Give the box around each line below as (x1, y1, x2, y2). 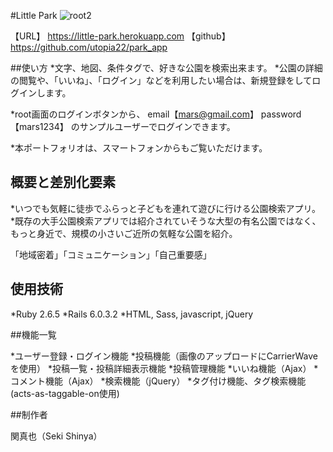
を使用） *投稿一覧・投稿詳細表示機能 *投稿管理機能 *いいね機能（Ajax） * (10, 362, 319, 374)
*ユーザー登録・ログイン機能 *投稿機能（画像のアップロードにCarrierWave (10, 350, 318, 362)
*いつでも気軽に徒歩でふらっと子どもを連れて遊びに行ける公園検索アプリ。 (10, 202, 322, 214)
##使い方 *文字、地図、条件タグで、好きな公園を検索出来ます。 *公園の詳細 (10, 62, 323, 74)
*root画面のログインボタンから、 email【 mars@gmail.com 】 (10, 108, 259, 120)
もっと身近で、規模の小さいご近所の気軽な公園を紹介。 (10, 227, 238, 239)
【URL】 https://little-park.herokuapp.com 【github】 (10, 30, 231, 42)
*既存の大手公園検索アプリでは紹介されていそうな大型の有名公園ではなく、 (10, 215, 322, 227)
